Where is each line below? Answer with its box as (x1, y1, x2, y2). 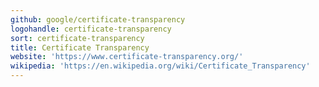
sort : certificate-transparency (10, 33, 145, 43)
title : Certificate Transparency (10, 42, 150, 53)
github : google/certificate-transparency (10, 14, 186, 25)
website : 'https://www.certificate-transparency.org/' (10, 52, 244, 62)
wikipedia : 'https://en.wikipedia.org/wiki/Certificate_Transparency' (10, 61, 311, 71)
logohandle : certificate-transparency (10, 24, 172, 34)
